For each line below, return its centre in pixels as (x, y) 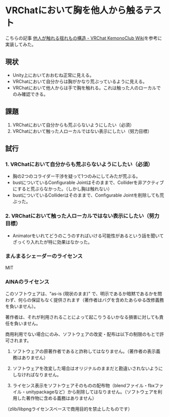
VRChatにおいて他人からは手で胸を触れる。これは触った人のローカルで (87, 88)
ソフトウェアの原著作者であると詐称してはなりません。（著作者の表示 (84, 351)
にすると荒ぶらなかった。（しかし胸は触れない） (62, 189)
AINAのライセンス (27, 282)
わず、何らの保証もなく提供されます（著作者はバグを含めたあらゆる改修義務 (85, 300)
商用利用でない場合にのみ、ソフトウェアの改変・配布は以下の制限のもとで (82, 334)
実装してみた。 (21, 44)
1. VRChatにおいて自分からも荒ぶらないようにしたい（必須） (79, 164)
